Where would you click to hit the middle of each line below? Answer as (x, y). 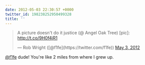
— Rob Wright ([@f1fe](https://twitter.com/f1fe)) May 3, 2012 (78, 48)
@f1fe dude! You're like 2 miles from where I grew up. (59, 57)
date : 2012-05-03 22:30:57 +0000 (39, 10)
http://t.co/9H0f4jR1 (37, 38)
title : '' (15, 19)
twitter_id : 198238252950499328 (38, 14)
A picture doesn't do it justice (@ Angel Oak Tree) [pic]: (73, 33)
